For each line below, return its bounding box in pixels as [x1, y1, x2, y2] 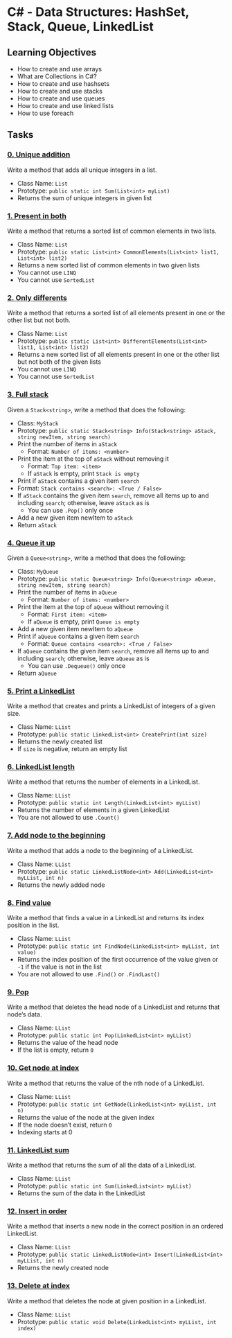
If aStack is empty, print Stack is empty [27, 469, 140, 477]
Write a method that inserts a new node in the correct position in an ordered [7, 1222, 224, 1231]
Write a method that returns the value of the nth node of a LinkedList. [7, 1079, 204, 1087]
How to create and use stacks [17, 87, 102, 95]
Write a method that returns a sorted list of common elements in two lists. [7, 227, 217, 235]
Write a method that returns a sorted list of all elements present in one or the [7, 309, 226, 317]
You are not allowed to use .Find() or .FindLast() [17, 970, 161, 978]
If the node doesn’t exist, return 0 [17, 1120, 112, 1129]
